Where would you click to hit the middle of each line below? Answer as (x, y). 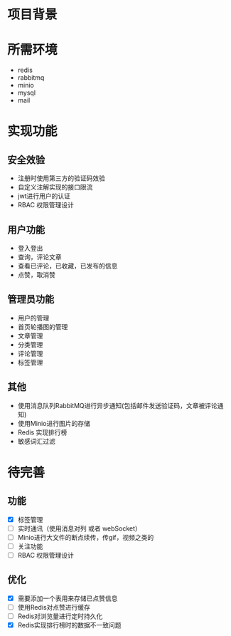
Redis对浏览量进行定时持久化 (60, 616)
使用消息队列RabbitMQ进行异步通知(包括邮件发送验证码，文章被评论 (118, 405)
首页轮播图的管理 (43, 327)
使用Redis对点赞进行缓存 (54, 607)
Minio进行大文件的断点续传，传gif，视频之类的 (86, 537)
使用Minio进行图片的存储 (54, 423)
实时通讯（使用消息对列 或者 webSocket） (80, 528)
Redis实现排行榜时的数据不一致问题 (70, 625)
